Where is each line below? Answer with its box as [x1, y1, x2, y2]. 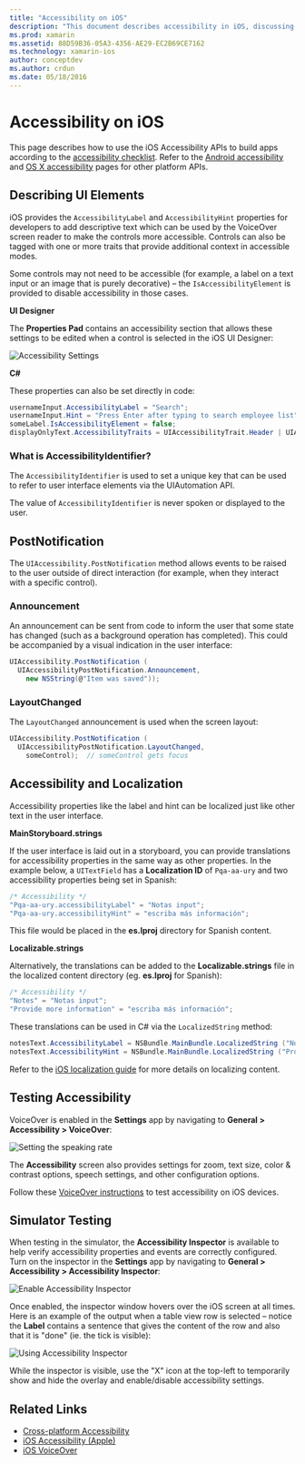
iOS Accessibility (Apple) [22, 1435, 116, 1447]
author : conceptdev [9, 56, 84, 65]
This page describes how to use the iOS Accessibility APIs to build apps [9, 142, 279, 153]
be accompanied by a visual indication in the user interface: [9, 640, 233, 651]
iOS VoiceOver [22, 1445, 78, 1456]
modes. [9, 250, 38, 261]
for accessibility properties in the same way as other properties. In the [9, 854, 272, 865]
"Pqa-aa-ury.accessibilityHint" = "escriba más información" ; [9, 909, 250, 918]
